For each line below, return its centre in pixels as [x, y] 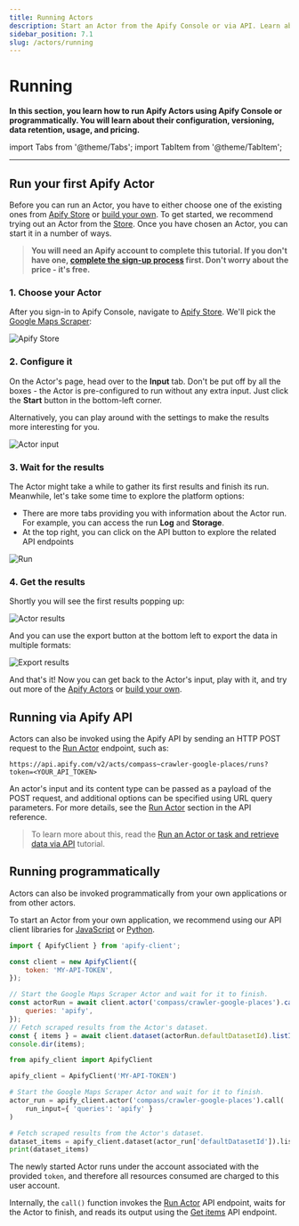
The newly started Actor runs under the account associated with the [134, 1166]
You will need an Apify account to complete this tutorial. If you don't [159, 251]
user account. [35, 1186]
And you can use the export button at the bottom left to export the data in [143, 636]
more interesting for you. [55, 426]
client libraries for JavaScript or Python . [82, 929]
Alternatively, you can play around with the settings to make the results [139, 417]
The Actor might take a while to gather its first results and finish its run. [139, 486]
